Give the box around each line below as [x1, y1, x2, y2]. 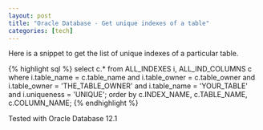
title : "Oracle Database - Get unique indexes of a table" [8, 19, 210, 27]
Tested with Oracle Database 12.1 [8, 114, 118, 124]
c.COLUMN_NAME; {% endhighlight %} [8, 98, 139, 108]
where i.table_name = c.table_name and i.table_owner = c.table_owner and [8, 73, 256, 83]
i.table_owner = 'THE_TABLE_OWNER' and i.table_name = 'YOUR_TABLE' [8, 81, 249, 91]
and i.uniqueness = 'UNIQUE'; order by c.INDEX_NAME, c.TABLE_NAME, [8, 90, 248, 100]
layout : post [8, 11, 52, 20]
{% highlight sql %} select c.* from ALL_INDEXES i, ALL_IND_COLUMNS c [8, 64, 253, 74]
